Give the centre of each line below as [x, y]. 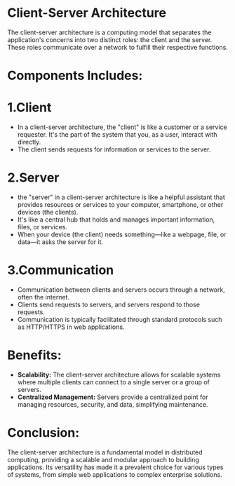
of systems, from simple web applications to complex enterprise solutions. [115, 474]
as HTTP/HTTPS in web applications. [71, 327]
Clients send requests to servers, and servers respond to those [108, 304]
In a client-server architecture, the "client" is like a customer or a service [122, 127]
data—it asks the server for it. [60, 242]
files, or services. [42, 227]
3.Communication [61, 270]
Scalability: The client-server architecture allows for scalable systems [119, 374]
